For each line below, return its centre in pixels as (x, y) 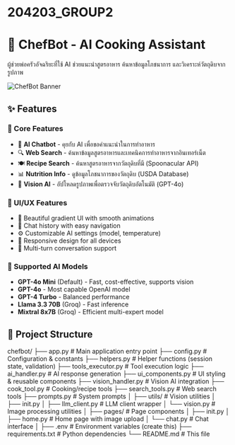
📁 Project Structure (50, 334)
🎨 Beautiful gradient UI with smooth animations (86, 218)
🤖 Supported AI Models (48, 267)
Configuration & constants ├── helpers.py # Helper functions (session (110, 359)
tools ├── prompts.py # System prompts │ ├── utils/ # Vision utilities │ (112, 396)
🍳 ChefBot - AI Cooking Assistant (107, 45)
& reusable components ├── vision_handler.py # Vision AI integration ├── (116, 381)
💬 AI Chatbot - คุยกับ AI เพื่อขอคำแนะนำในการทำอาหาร (86, 144)
